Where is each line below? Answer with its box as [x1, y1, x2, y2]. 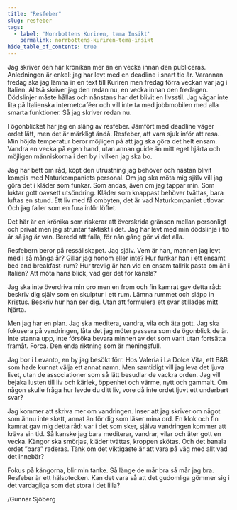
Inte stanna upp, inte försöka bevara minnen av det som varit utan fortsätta [7, 335, 226, 342]
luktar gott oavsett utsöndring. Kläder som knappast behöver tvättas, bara [7, 189, 224, 197]
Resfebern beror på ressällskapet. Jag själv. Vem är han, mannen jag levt [7, 246, 221, 254]
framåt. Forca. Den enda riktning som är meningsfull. [7, 342, 162, 350]
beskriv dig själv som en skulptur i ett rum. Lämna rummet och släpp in [7, 291, 214, 298]
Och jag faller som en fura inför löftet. [7, 204, 117, 212]
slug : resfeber [7, 17, 53, 24]
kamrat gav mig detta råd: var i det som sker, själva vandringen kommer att [7, 422, 226, 430]
